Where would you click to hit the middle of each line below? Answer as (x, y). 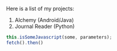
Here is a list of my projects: (40, 9)
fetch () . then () (25, 43)
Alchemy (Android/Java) (44, 20)
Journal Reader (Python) (45, 26)
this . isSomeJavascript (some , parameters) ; (59, 37)
